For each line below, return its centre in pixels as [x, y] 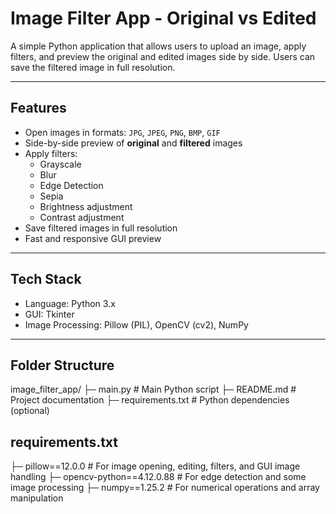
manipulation [37, 498]
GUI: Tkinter [49, 314]
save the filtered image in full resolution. [93, 67]
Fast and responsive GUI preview [93, 238]
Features [38, 108]
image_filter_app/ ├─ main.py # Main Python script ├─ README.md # [153, 389]
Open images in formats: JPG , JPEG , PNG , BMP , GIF [122, 132]
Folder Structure [62, 365]
